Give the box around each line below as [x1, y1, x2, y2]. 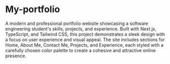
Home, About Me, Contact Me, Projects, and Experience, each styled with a [5, 42, 164, 48]
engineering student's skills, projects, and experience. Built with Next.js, [5, 25, 157, 31]
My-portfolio [5, 4, 60, 15]
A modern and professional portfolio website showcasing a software [5, 20, 149, 26]
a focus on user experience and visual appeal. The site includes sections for [5, 37, 165, 43]
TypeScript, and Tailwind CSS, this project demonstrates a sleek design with [5, 31, 165, 37]
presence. [5, 52, 26, 59]
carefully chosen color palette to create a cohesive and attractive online [5, 47, 156, 53]
